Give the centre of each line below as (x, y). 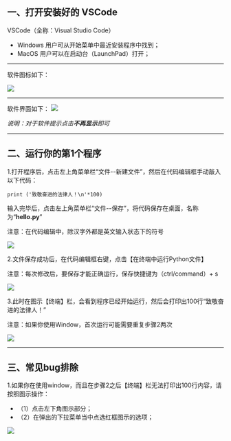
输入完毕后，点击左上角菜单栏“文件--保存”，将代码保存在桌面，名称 (103, 208)
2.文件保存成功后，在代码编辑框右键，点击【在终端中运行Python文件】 (107, 259)
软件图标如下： (28, 74)
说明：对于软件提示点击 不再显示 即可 (58, 123)
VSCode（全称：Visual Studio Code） (61, 30)
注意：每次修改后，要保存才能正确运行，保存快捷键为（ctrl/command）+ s (113, 274)
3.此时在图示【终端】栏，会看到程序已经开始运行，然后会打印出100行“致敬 (112, 301)
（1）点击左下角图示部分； (55, 409)
